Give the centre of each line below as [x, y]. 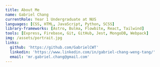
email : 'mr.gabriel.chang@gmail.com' [50, 57]
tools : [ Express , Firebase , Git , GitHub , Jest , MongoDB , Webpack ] [77, 33]
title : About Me [22, 10]
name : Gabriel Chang [27, 15]
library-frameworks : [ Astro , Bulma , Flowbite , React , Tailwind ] [75, 29]
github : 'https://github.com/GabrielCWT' [54, 47]
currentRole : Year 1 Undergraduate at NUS [51, 19]
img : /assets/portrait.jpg [34, 38]
